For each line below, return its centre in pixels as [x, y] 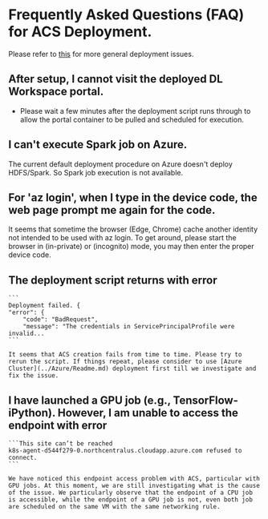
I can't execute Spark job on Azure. [98, 145]
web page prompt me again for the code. [112, 210]
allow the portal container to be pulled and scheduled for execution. [132, 119]
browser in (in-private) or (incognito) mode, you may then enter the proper [131, 247]
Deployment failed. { [45, 306]
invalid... [26, 334]
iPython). [32, 413]
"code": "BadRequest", [61, 320]
